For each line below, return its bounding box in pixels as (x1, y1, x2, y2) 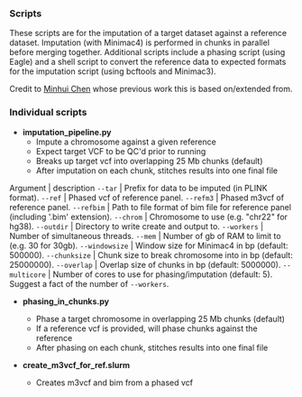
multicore (9, 270, 47, 280)
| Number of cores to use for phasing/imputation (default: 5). (48, 269, 273, 280)
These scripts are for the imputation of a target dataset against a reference (9, 28, 287, 39)
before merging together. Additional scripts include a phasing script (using (9, 47, 286, 58)
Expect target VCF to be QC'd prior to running (35, 145, 206, 156)
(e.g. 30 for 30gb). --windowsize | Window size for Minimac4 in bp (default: (9, 240, 288, 251)
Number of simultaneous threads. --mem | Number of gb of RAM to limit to (9, 230, 281, 241)
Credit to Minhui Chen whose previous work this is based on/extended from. (9, 84, 293, 95)
